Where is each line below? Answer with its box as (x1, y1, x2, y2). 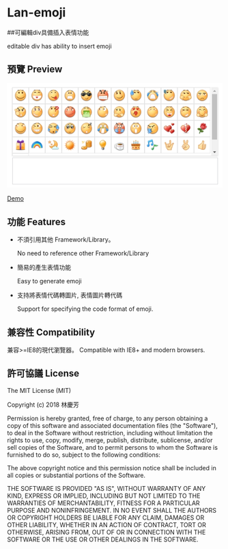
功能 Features (7, 216, 66, 227)
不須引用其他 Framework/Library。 (16, 235, 115, 244)
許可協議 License (7, 368, 80, 379)
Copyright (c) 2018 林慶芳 (7, 400, 80, 409)
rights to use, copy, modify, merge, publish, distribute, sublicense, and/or (7, 436, 213, 444)
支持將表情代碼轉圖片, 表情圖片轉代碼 (16, 291, 123, 299)
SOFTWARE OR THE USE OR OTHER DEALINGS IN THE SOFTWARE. (7, 535, 199, 544)
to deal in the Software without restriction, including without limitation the (7, 429, 213, 437)
